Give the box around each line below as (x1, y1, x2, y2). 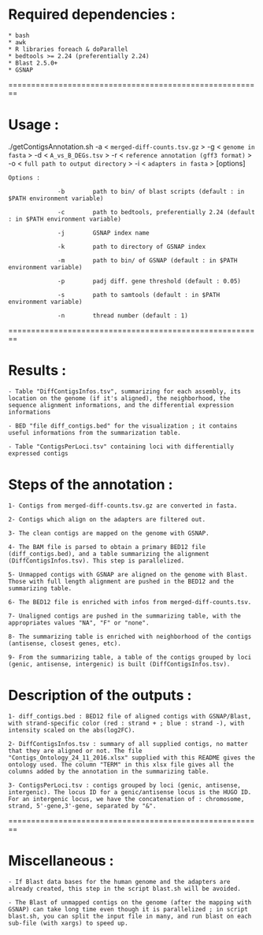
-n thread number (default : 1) (57, 311, 189, 320)
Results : (8, 362, 67, 380)
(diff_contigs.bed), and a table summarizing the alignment (8, 550, 210, 558)
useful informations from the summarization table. (8, 429, 181, 436)
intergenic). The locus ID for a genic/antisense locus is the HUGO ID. (8, 788, 252, 796)
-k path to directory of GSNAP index (57, 243, 206, 250)
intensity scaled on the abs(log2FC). (8, 726, 135, 734)
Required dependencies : (8, 6, 176, 24)
